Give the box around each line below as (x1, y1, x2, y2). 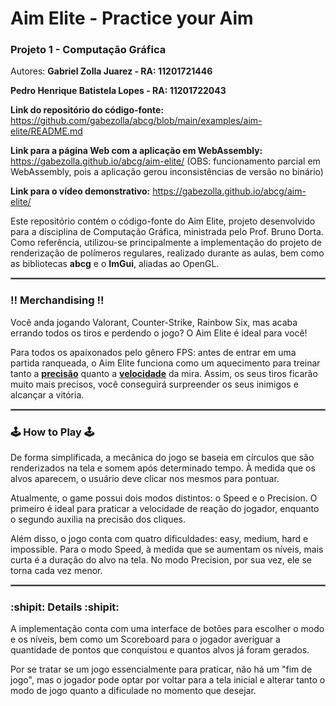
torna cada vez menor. (10, 565, 103, 577)
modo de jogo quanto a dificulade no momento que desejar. (10, 685, 257, 697)
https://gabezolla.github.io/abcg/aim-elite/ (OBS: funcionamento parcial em (10, 155, 321, 167)
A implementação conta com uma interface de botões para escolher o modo (10, 623, 325, 635)
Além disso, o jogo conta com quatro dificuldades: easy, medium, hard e (10, 533, 309, 545)
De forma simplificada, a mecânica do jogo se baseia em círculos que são (10, 452, 315, 464)
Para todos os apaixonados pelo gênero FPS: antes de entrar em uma (10, 346, 297, 358)
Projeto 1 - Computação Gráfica (10, 43, 167, 57)
